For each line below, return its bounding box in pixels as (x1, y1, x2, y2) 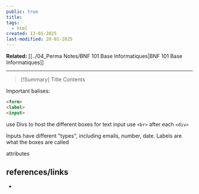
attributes (6, 150, 30, 157)
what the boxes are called (6, 138, 69, 145)
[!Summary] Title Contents (20, 76, 86, 83)
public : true (6, 8, 38, 15)
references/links (6, 167, 69, 177)
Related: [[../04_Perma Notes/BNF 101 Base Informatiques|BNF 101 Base (6, 53, 182, 59)
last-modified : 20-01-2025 (6, 36, 73, 42)
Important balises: (6, 87, 50, 94)
